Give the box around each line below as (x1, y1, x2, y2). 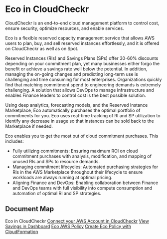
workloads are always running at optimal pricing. (12, 174, 113, 180)
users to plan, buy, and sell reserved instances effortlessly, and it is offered (5, 40, 160, 46)
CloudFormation (5, 229, 38, 235)
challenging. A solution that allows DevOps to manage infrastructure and (5, 87, 154, 93)
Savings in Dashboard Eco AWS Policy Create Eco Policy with (5, 223, 131, 229)
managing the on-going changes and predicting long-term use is (5, 71, 138, 77)
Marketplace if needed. (5, 123, 53, 129)
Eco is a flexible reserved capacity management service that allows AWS (5, 35, 155, 41)
